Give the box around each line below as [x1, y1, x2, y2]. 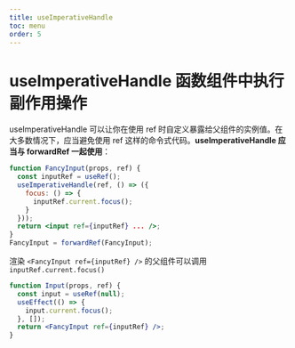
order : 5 [9, 29, 42, 38]
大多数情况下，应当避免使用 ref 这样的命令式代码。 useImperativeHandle [9, 135, 277, 146]
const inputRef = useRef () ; [17, 173, 122, 182]
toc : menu [9, 21, 46, 30]
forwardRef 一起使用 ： [26, 146, 111, 157]
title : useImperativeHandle [9, 12, 114, 22]
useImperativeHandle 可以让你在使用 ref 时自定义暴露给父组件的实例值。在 [9, 124, 283, 134]
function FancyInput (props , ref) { [9, 164, 141, 174]
